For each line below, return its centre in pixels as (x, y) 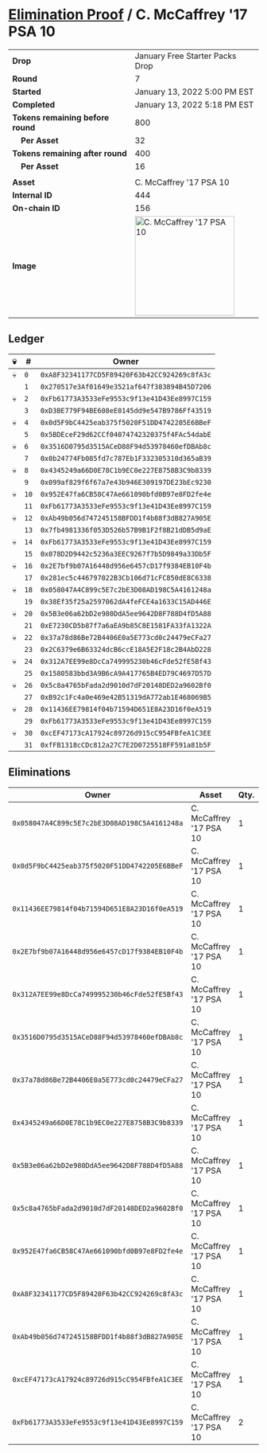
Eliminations (40, 773)
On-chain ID (36, 208)
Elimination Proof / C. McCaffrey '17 (128, 15)
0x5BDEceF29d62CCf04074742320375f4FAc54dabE (126, 434)
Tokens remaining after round (70, 153)
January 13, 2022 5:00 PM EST (194, 92)
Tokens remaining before (61, 117)
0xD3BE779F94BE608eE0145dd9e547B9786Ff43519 (126, 410)
